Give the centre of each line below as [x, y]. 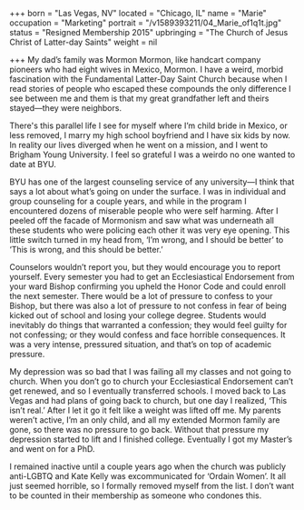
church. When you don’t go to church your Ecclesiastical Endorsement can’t [152, 381]
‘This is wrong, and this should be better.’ [86, 250]
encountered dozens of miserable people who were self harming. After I [144, 211]
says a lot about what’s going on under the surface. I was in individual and [147, 191]
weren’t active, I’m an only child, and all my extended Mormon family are [145, 420]
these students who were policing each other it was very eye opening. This [150, 230]
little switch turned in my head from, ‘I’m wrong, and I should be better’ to [147, 240]
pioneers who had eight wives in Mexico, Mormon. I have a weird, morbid [147, 69]
